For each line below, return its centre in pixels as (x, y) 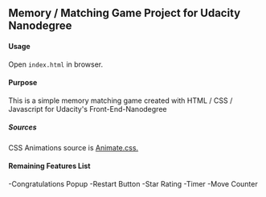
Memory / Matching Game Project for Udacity (125, 13)
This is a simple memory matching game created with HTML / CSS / (121, 101)
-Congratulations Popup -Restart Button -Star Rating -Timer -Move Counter (133, 183)
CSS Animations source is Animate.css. (74, 147)
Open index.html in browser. (55, 64)
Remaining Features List (49, 166)
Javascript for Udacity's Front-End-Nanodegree (88, 109)
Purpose (23, 83)
